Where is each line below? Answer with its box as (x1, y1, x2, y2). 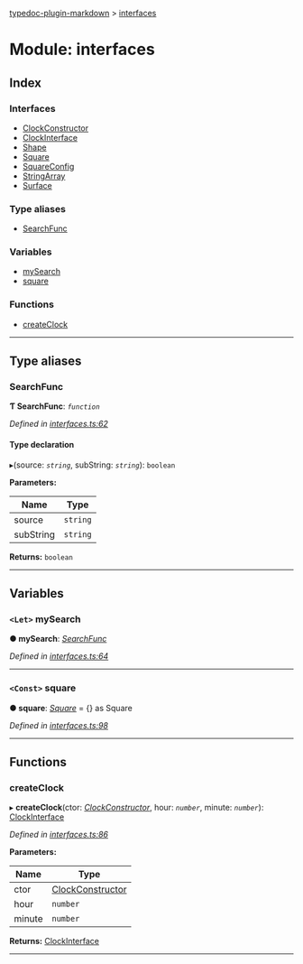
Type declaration (9, 440, 75, 450)
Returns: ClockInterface (9, 936, 99, 947)
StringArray (22, 171, 66, 181)
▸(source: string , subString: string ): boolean (9, 459, 176, 470)
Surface (22, 180, 52, 190)
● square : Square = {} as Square (9, 702, 133, 713)
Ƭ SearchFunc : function (9, 401, 101, 412)
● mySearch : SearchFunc (9, 634, 107, 644)
